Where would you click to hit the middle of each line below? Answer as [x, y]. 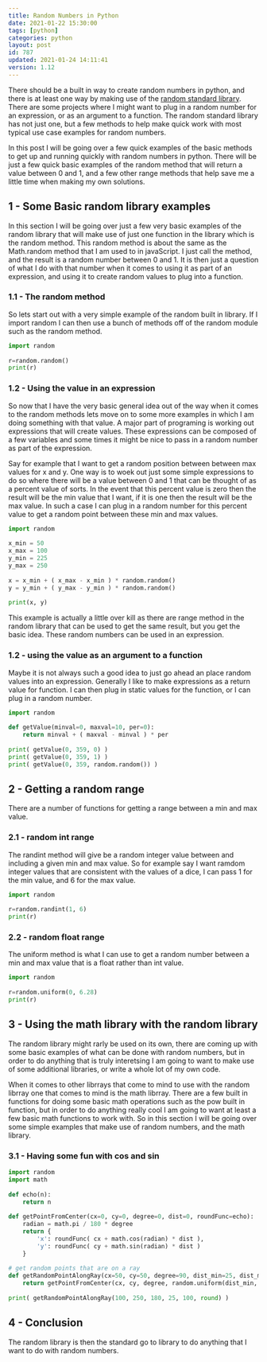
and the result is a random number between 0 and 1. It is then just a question [133, 259]
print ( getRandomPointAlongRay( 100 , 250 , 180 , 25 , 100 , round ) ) [118, 1298]
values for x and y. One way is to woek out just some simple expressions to [131, 472]
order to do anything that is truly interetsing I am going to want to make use [131, 1060]
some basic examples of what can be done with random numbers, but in [126, 1052]
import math [28, 1179]
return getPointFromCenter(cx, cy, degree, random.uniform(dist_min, [140, 1283]
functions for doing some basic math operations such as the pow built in [126, 1101]
